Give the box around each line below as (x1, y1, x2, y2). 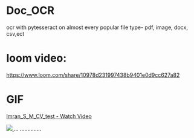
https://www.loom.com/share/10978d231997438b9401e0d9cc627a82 (6, 71, 180, 79)
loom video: (6, 51, 67, 65)
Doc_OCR (6, 4, 54, 18)
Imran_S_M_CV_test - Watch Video (6, 113, 92, 120)
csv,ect (6, 30, 25, 37)
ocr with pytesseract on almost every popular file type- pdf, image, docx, (6, 24, 189, 31)
